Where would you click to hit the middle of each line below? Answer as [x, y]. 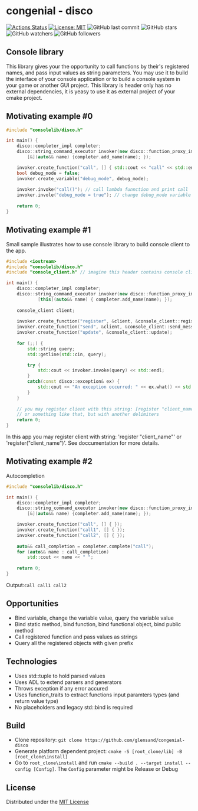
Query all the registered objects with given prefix [74, 643]
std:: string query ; [51, 349]
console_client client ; [46, 310]
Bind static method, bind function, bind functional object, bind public [98, 624]
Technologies [32, 662]
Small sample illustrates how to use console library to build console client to [98, 244]
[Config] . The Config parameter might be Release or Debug [106, 769]
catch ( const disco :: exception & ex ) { [73, 382]
